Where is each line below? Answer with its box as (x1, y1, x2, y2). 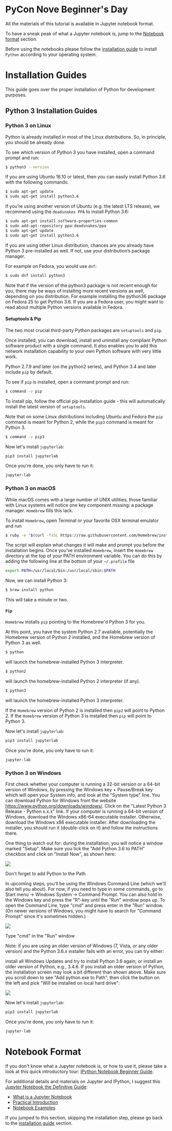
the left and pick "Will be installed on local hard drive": (5, 980, 120, 986)
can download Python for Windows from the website (5, 797, 116, 804)
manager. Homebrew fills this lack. (5, 507, 73, 514)
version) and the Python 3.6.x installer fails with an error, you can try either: (5, 948, 164, 954)
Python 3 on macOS (5, 485, 56, 492)
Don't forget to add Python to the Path (5, 871, 86, 877)
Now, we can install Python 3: (5, 577, 68, 583)
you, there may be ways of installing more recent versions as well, (5, 287, 145, 294)
